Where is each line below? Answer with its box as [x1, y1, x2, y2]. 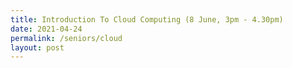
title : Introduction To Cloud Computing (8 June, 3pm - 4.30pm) [10, 14, 284, 25]
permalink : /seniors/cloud [10, 33, 123, 43]
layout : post [10, 42, 65, 53]
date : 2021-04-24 [10, 24, 83, 34]
